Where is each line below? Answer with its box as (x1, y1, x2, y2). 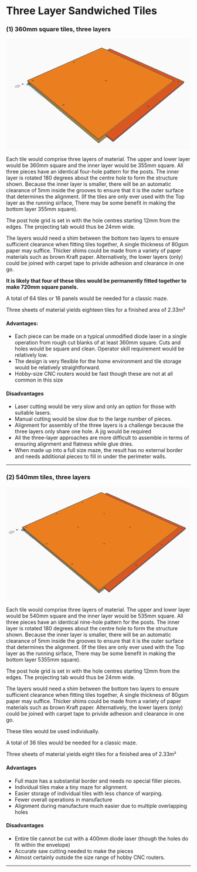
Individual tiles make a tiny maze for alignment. (14, 783, 128, 790)
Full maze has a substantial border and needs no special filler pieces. (14, 777, 182, 784)
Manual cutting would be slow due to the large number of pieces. (14, 416, 172, 423)
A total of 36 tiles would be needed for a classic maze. (6, 739, 138, 746)
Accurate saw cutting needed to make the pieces (14, 847, 134, 854)
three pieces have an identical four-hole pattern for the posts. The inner (6, 168, 179, 175)
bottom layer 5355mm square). (6, 656, 81, 663)
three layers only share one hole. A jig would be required (14, 428, 151, 435)
